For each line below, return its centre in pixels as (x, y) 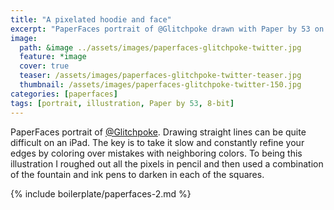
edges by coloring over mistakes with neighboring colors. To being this (156, 153)
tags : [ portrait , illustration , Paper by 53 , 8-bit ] (122, 103)
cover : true (44, 66)
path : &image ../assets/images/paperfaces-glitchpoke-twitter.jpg (160, 47)
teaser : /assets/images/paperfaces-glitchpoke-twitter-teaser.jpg (160, 76)
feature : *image (53, 57)
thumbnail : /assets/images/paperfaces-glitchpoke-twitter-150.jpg (160, 85)
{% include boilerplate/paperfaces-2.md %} (101, 193)
